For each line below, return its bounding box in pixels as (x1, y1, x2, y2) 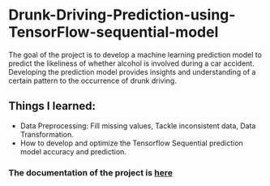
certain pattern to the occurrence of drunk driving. (8, 76, 177, 85)
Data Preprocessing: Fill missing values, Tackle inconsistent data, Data (19, 120, 256, 131)
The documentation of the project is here (8, 167, 173, 178)
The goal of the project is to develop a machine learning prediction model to (8, 50, 262, 59)
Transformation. (19, 129, 75, 139)
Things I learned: (8, 99, 96, 113)
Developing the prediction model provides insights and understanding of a (8, 67, 256, 76)
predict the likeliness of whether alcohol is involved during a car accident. (8, 58, 255, 68)
